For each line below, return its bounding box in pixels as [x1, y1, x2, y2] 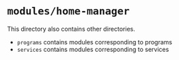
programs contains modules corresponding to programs [16, 37, 173, 46]
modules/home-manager [7, 5, 130, 18]
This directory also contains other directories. [7, 25, 135, 33]
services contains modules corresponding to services [16, 45, 169, 53]
